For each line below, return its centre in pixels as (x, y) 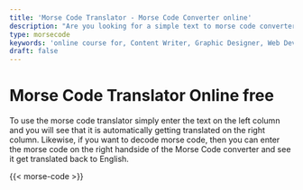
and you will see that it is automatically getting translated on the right (138, 131)
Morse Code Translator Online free (142, 96)
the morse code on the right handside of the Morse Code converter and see (150, 149)
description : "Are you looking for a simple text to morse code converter (153, 26)
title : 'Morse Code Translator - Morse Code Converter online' (131, 18)
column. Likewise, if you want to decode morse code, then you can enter (145, 140)
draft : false (34, 51)
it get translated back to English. (69, 159)
